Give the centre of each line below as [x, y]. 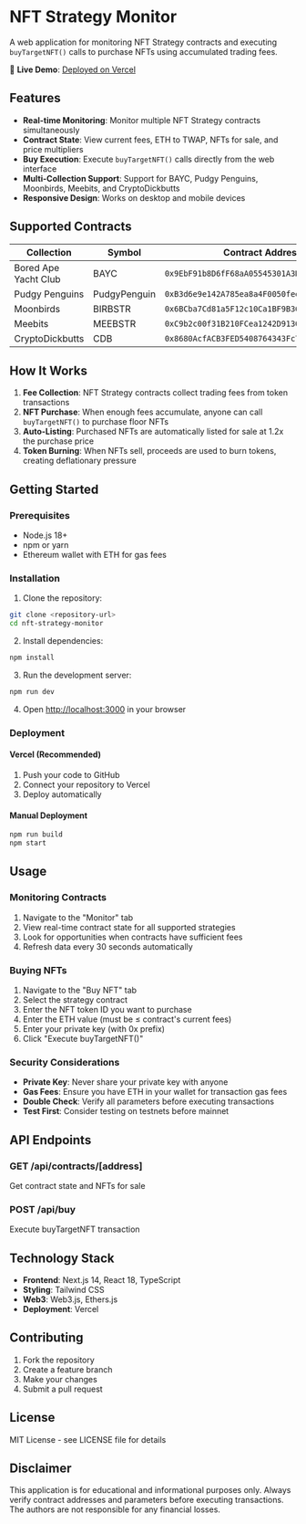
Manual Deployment [49, 815]
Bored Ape [37, 268]
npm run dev [32, 691]
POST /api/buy [42, 1209]
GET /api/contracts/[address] [76, 1166]
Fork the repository [59, 1360]
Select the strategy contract [75, 999]
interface [40, 168]
